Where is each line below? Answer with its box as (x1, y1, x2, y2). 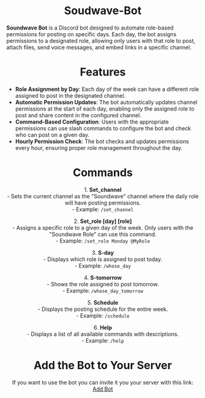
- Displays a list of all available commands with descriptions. (26, 330, 179, 338)
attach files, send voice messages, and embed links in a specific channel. (6, 44, 192, 51)
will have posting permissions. (64, 199, 141, 206)
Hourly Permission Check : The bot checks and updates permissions (15, 138, 189, 145)
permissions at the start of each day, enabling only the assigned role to (15, 105, 195, 112)
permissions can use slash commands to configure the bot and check (15, 124, 192, 132)
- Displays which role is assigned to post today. (43, 256, 163, 263)
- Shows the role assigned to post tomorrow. (47, 280, 159, 287)
